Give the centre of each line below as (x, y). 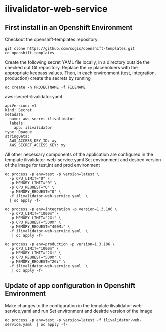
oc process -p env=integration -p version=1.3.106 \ (61, 209)
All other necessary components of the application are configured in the (79, 154)
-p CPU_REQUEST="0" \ (32, 187)
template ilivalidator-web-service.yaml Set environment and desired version (83, 160)
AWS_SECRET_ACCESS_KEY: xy (38, 145)
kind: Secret (19, 110)
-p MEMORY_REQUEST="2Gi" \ (38, 262)
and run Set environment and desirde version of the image (92, 311)
